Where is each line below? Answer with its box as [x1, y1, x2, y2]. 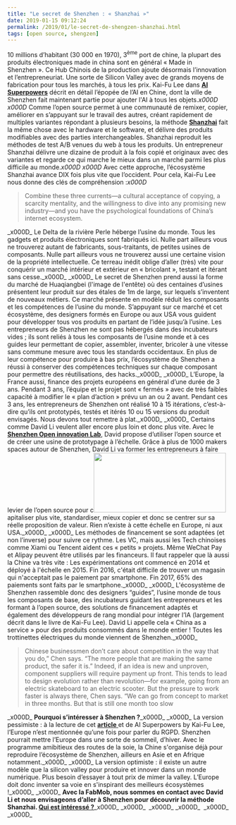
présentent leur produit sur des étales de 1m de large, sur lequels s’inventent [7, 287, 230, 296]
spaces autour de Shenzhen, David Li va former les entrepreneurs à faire [7, 445, 218, 453]
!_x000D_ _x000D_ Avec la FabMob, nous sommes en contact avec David [7, 788, 224, 796]
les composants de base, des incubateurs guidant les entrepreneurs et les [7, 595, 223, 604]
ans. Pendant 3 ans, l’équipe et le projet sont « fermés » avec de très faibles [7, 385, 228, 393]
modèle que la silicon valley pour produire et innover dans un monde [7, 765, 206, 774]
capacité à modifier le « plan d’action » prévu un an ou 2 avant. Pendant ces [7, 392, 228, 401]
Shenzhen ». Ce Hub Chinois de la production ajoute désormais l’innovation [7, 65, 227, 74]
